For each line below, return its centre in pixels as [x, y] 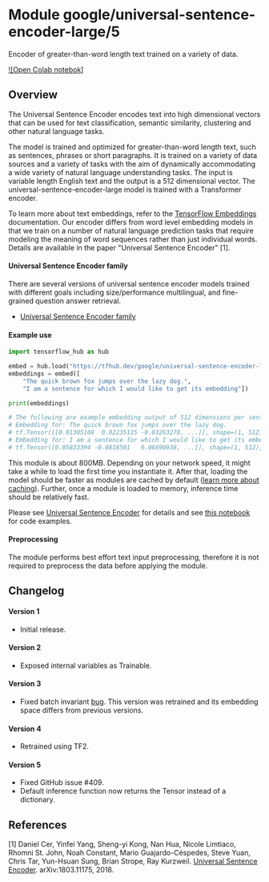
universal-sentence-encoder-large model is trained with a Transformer [125, 189]
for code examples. [40, 521]
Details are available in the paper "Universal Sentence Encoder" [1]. [119, 247]
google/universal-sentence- [159, 15]
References [38, 825]
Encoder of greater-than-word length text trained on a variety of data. [123, 54]
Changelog [36, 591]
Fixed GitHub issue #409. [62, 782]
